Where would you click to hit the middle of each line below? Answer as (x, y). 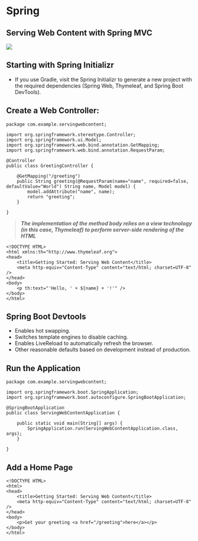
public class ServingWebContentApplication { (63, 413)
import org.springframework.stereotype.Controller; (71, 134)
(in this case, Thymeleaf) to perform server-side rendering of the (102, 230)
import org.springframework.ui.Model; (54, 140)
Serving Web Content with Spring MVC (79, 33)
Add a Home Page (40, 467)
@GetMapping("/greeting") (49, 176)
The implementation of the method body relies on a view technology (106, 223)
